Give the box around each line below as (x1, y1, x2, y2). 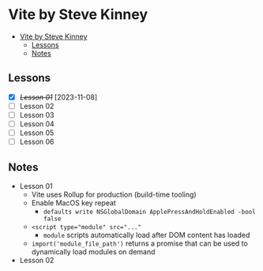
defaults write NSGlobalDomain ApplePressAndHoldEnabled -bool (43, 208, 256, 216)
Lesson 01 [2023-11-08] (19, 92, 98, 102)
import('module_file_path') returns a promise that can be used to (31, 239, 249, 248)
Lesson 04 (19, 119, 55, 128)
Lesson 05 (19, 128, 54, 137)
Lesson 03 (19, 110, 54, 119)
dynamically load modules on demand (31, 247, 156, 256)
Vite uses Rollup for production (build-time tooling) (31, 190, 197, 199)
